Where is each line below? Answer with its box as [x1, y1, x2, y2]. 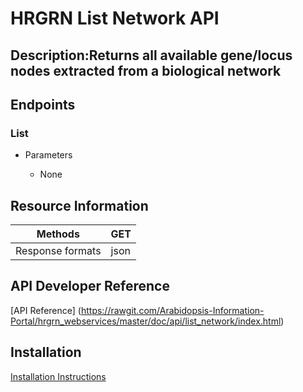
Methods [36, 227, 80, 241]
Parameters [24, 149, 73, 161]
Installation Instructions [10, 370, 107, 382]
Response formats [15, 244, 102, 258]
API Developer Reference [10, 278, 170, 295]
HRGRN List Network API [10, 7, 220, 30]
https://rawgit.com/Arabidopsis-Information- [80, 304, 265, 316]
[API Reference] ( [10, 304, 82, 316]
